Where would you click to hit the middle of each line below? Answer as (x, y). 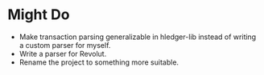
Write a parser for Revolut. (63, 53)
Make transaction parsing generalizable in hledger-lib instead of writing (138, 37)
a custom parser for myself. (65, 45)
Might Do (39, 15)
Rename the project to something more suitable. (99, 62)
